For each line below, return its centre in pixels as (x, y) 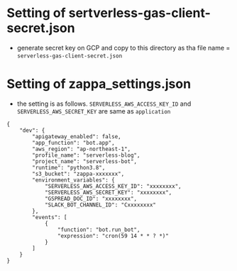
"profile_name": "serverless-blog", (86, 155)
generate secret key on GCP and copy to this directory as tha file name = (123, 48)
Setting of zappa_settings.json (99, 84)
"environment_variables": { (73, 180)
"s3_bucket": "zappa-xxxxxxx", (78, 174)
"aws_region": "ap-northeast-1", (82, 149)
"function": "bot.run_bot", (99, 229)
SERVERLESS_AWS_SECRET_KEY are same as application (94, 111)
